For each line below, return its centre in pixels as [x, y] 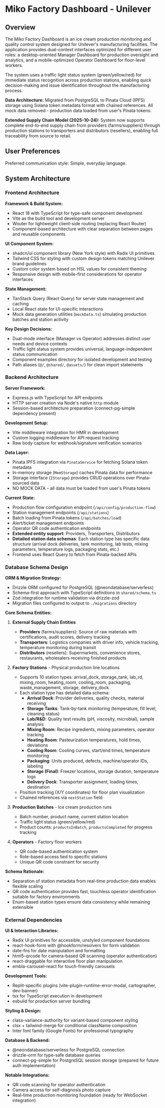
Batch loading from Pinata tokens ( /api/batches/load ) [67, 518]
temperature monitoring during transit [58, 648]
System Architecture [38, 179]
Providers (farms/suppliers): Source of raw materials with [78, 632]
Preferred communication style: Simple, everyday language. [66, 163]
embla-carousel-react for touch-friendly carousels [63, 967]
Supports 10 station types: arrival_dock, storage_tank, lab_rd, [82, 677]
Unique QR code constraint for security [59, 862]
